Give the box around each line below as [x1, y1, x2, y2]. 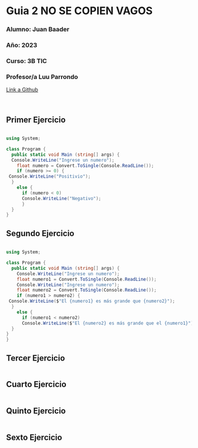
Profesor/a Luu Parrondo [6, 73, 78, 81]
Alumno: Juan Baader [6, 25, 70, 34]
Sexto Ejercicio [6, 432, 62, 442]
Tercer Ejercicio [6, 353, 65, 363]
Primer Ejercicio [6, 115, 66, 125]
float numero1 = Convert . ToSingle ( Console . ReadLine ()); [16, 276, 157, 282]
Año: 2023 [6, 41, 37, 50]
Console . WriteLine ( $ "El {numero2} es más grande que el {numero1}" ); [21, 320, 196, 326]
